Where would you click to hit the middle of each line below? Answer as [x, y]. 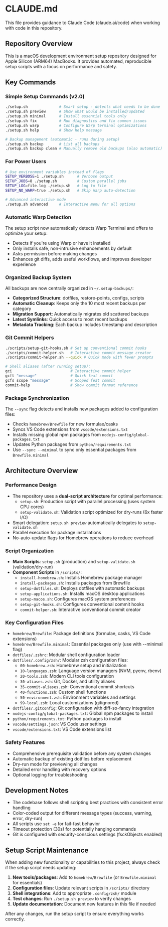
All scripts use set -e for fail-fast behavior [56, 824]
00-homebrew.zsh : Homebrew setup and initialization [73, 666]
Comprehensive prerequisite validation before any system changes [82, 753]
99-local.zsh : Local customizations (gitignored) [69, 703]
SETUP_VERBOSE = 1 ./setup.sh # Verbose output [59, 177]
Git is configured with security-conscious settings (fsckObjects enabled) [88, 834]
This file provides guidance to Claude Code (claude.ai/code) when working [83, 23]
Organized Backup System [38, 277]
